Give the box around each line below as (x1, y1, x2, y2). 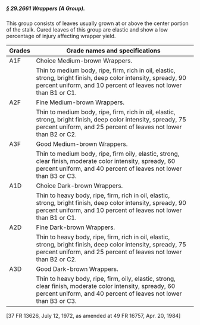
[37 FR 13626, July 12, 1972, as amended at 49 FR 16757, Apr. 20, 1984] (6, 312, 181, 319)
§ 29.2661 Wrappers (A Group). (6, 5, 85, 12)
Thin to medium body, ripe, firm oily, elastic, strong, (36, 149, 180, 158)
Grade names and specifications (66, 46, 161, 55)
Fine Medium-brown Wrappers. (36, 98, 125, 107)
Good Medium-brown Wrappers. (36, 140, 128, 148)
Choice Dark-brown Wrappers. (36, 182, 123, 190)
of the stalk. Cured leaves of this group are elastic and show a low (6, 26, 168, 33)
